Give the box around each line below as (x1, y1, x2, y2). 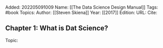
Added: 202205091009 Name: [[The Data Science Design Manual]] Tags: (5, 4, 158, 10)
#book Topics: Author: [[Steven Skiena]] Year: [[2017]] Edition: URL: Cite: (5, 9, 157, 15)
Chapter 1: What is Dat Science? (5, 24, 108, 32)
